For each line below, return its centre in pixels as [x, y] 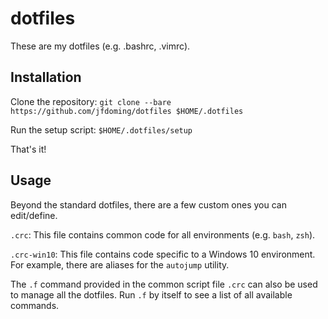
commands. [35, 305]
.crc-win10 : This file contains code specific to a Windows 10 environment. [163, 254]
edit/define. [34, 215]
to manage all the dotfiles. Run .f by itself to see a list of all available [151, 294]
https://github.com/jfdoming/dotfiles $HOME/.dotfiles [127, 111]
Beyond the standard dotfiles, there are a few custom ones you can [148, 204]
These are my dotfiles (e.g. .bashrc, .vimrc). [100, 46]
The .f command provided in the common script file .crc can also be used [164, 284]
